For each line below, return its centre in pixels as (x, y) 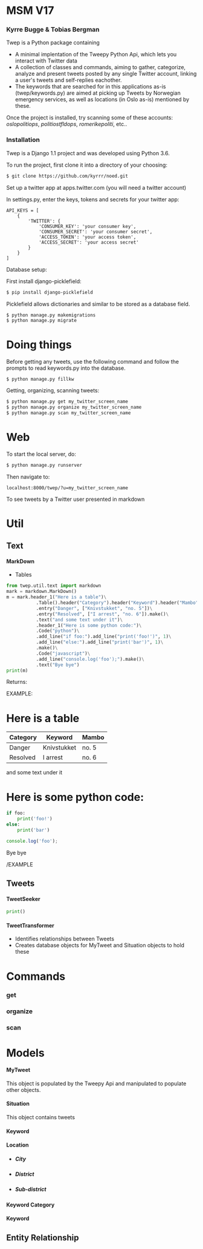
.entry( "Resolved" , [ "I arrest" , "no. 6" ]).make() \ (102, 614)
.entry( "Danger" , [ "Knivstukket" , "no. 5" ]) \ (94, 608)
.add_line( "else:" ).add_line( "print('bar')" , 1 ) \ (100, 642)
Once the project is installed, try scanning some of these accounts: (90, 118)
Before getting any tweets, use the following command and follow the (93, 362)
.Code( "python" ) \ (58, 631)
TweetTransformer (30, 925)
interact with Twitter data (46, 61)
